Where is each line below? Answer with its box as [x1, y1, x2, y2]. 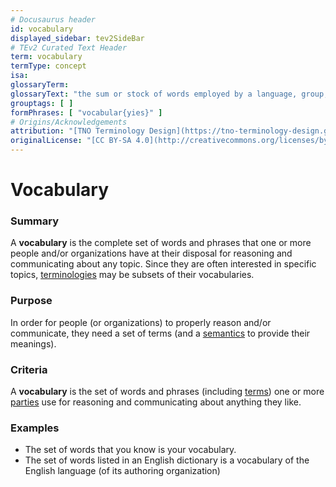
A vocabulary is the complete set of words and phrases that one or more [10, 237, 312, 249]
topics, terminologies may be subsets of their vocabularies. [10, 269, 255, 281]
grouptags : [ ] [10, 98, 74, 108]
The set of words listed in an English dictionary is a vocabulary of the [24, 454, 310, 466]
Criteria [10, 362, 48, 376]
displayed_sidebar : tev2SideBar [10, 33, 145, 43]
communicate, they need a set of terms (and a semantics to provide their [10, 327, 311, 339]
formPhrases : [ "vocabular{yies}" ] [10, 107, 163, 118]
